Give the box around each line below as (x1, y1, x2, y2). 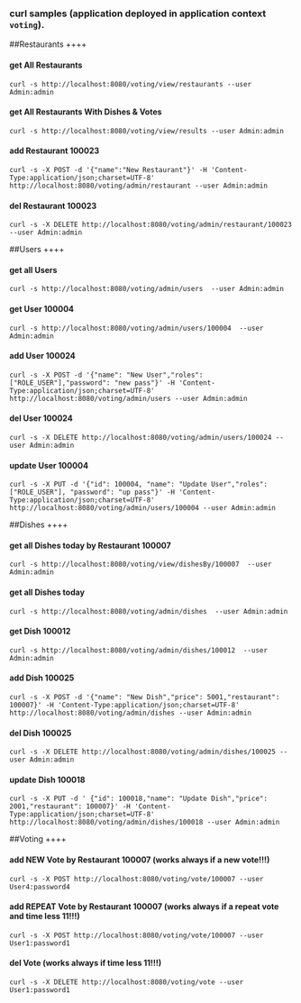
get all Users (9, 264, 58, 275)
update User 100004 (9, 460, 88, 470)
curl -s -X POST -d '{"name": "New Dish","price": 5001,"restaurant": (9, 692, 280, 701)
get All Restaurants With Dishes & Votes (9, 106, 162, 117)
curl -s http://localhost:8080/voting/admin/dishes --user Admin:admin (9, 606, 288, 615)
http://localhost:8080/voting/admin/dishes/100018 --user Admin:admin (9, 818, 280, 827)
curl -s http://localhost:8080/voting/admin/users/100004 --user (9, 324, 264, 333)
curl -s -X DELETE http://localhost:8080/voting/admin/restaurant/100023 (9, 220, 293, 230)
